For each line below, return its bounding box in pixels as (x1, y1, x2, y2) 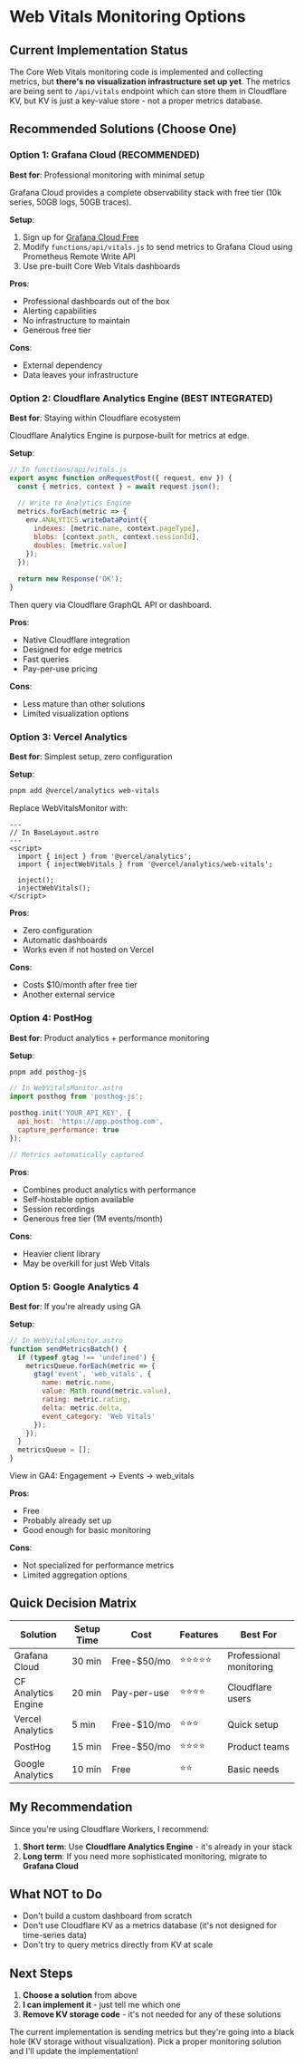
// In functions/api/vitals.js (9, 465, 128, 474)
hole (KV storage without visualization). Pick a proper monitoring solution (9, 2036, 282, 2047)
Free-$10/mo (111, 1718, 172, 1731)
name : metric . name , (42, 1378, 116, 1387)
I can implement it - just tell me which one (22, 2000, 181, 2011)
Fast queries (22, 654, 70, 665)
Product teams (227, 1741, 290, 1753)
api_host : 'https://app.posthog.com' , (17, 1117, 165, 1126)
